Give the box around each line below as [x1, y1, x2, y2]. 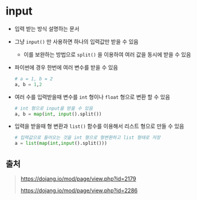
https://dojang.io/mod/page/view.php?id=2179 [20, 175, 137, 182]
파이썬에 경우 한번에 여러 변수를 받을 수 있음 [14, 64, 119, 71]
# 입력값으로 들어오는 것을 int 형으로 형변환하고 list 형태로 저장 [14, 135, 161, 141]
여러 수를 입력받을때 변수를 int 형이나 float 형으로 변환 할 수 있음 [14, 93, 170, 101]
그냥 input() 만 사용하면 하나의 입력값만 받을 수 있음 [14, 38, 139, 45]
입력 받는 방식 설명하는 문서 [14, 25, 80, 32]
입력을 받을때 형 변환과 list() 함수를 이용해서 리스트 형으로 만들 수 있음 [14, 122, 184, 130]
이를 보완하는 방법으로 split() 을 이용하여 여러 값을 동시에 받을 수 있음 [23, 50, 192, 58]
